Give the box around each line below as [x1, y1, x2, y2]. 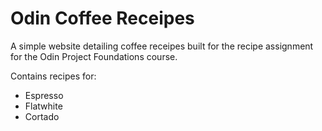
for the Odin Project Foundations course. [10, 50, 178, 62]
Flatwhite [24, 100, 63, 112]
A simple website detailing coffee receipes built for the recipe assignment [10, 40, 314, 52]
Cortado [24, 110, 60, 122]
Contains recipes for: [10, 70, 97, 82]
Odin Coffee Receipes [10, 7, 195, 30]
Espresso [24, 89, 64, 101]
